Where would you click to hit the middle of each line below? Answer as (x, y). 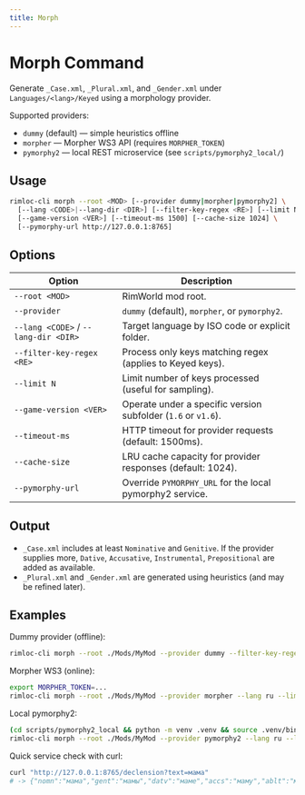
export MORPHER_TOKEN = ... (58, 688)
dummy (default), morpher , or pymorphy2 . (202, 311)
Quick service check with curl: (66, 756)
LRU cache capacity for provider (191, 456)
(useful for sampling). (168, 389)
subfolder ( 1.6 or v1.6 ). (172, 415)
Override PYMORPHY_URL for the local (197, 482)
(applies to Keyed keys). (173, 363)
